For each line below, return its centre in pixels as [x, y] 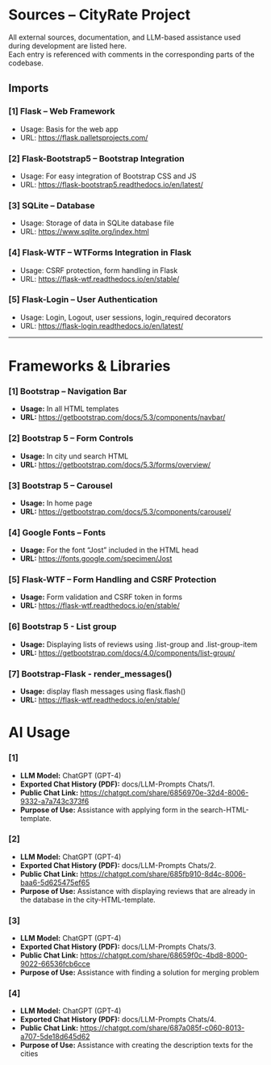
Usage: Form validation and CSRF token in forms [101, 597]
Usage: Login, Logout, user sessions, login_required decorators [125, 317]
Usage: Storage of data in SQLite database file [97, 223]
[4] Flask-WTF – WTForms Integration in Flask [100, 253]
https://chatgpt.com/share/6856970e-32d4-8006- [165, 792]
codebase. [26, 63]
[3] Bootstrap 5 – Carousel [60, 485]
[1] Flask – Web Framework [62, 111]
